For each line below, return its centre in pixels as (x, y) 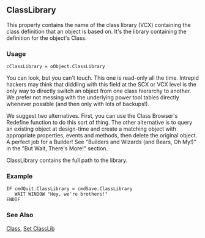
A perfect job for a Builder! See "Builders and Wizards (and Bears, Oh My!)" (102, 142)
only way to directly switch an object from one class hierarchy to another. (99, 91)
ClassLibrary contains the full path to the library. (67, 160)
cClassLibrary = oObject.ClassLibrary (56, 67)
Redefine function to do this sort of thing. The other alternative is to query (99, 123)
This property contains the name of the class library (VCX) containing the (99, 25)
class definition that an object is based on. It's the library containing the (96, 31)
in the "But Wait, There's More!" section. (57, 148)
